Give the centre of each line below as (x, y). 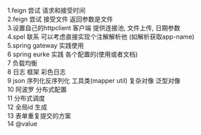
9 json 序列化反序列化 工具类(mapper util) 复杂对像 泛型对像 (94, 81)
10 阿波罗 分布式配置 (37, 89)
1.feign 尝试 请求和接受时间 (47, 10)
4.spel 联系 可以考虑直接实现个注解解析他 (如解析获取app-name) (101, 37)
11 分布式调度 (26, 98)
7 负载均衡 (22, 63)
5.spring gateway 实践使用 (46, 45)
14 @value (22, 124)
